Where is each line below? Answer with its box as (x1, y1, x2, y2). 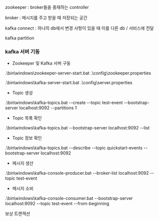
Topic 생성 (12, 90, 33, 96)
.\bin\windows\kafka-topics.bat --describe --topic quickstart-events (5, 145, 143, 151)
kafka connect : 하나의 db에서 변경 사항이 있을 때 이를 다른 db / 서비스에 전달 (5, 25, 154, 31)
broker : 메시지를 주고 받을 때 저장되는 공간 (5, 15, 87, 21)
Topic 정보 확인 (12, 135, 42, 141)
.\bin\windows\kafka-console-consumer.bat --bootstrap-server (5, 195, 133, 201)
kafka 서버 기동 (5, 48, 40, 55)
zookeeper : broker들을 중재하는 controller (5, 4, 89, 10)
